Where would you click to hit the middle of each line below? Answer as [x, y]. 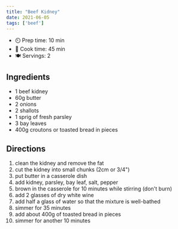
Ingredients [28, 77]
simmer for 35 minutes [43, 208]
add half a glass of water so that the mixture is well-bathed [88, 201]
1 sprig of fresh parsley [43, 117]
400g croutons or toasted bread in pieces [66, 130]
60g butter [28, 98]
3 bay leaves [31, 123]
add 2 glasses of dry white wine [54, 195]
